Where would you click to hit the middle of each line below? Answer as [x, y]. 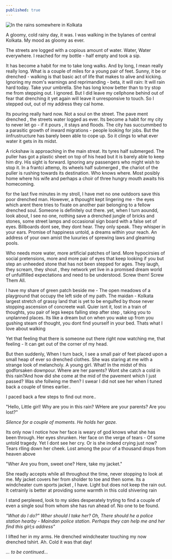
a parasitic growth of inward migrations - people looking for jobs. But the [82, 130]
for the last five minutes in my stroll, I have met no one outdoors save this [83, 194]
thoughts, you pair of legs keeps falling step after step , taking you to [78, 312]
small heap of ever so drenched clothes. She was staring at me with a [79, 359]
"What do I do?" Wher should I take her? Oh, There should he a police [79, 515]
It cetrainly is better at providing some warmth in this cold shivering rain [81, 490]
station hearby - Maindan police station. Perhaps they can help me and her [85, 521]
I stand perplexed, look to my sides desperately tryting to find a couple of [83, 500]
